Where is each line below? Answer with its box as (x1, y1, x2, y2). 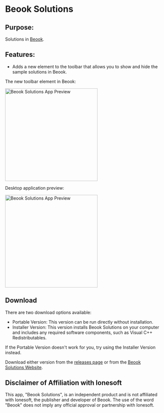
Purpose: (5, 23, 34, 32)
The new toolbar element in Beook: (5, 78, 76, 84)
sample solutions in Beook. (12, 69, 67, 75)
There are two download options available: (5, 309, 92, 315)
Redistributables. (12, 334, 47, 340)
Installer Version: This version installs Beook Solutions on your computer (12, 324, 159, 330)
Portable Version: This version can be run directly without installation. (12, 319, 154, 325)
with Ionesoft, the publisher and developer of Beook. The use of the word (5, 397, 154, 403)
